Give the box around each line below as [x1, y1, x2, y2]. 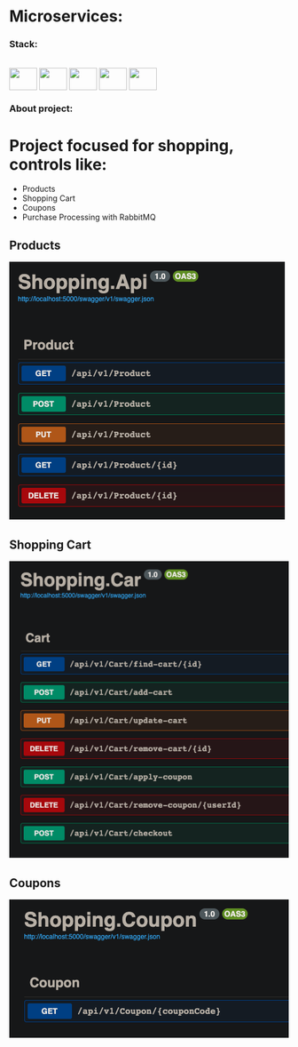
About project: [9, 102, 74, 115]
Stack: [9, 38, 38, 51]
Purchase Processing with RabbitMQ [21, 212, 157, 223]
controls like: [9, 154, 107, 174]
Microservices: [9, 6, 123, 27]
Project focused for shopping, [9, 135, 234, 156]
